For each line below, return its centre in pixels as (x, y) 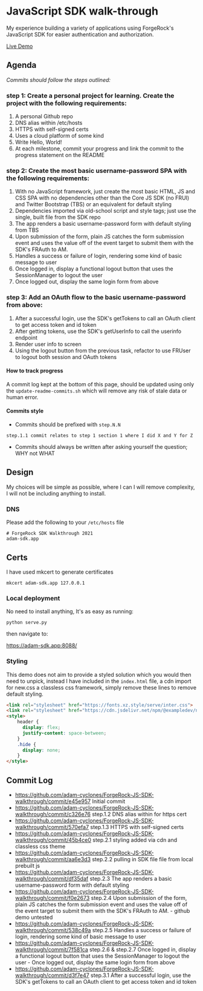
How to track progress (35, 371)
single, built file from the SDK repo (58, 217)
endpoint (26, 337)
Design (20, 472)
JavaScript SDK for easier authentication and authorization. (80, 34)
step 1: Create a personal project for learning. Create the (90, 95)
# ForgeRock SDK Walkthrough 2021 (50, 534)
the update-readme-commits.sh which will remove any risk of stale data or (97, 391)
